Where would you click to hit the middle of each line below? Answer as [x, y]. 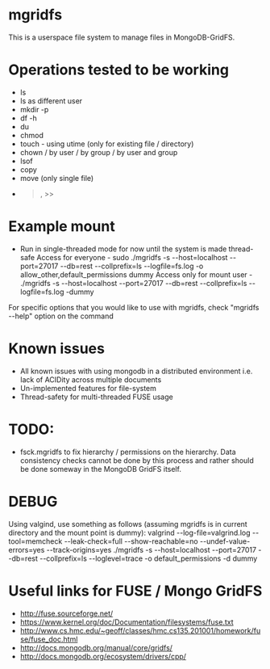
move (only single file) [57, 178]
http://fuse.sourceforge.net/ [66, 613]
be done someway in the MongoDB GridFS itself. [100, 469]
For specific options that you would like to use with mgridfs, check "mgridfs [134, 307]
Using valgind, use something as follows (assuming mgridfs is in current [128, 524]
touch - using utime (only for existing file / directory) [107, 144]
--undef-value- [225, 541]
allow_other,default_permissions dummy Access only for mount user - [136, 274]
